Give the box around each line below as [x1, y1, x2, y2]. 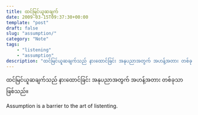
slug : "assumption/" [6, 31, 57, 37]
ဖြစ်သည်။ [6, 87, 28, 94]
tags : [6, 42, 20, 48]
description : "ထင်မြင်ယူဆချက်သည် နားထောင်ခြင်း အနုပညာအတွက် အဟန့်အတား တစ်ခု [6, 58, 193, 64]
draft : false [6, 25, 38, 31]
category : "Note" [6, 36, 49, 42]
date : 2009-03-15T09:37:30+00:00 [6, 14, 89, 20]
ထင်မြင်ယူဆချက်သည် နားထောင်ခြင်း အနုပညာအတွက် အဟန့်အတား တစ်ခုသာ [6, 76, 183, 83]
